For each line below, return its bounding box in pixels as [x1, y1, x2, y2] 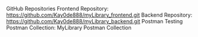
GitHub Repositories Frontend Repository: [6, 5, 109, 12]
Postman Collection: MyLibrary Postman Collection [6, 24, 132, 31]
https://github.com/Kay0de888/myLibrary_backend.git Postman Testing [6, 18, 183, 24]
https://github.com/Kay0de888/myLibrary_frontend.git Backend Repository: [6, 11, 193, 18]
